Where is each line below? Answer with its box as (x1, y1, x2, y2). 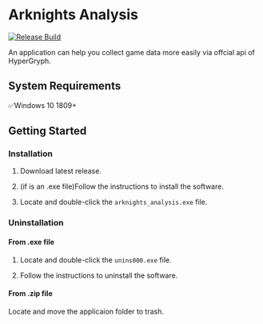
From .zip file (8, 289, 54, 298)
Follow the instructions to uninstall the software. (19, 270, 178, 280)
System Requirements (8, 79, 122, 93)
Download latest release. (19, 166, 102, 176)
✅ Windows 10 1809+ (8, 100, 78, 110)
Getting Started (8, 124, 87, 138)
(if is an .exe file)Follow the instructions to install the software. (19, 182, 224, 191)
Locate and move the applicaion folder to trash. (8, 306, 164, 316)
